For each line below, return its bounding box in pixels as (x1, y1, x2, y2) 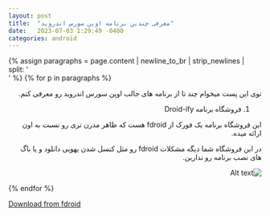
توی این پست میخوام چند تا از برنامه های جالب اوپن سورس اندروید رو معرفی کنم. (18, 89, 262, 99)
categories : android (8, 34, 78, 43)
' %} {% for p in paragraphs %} (8, 73, 112, 83)
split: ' (8, 65, 29, 75)
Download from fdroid (8, 199, 81, 209)
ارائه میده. (231, 128, 262, 138)
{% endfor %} (8, 184, 55, 194)
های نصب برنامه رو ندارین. (182, 153, 262, 162)
